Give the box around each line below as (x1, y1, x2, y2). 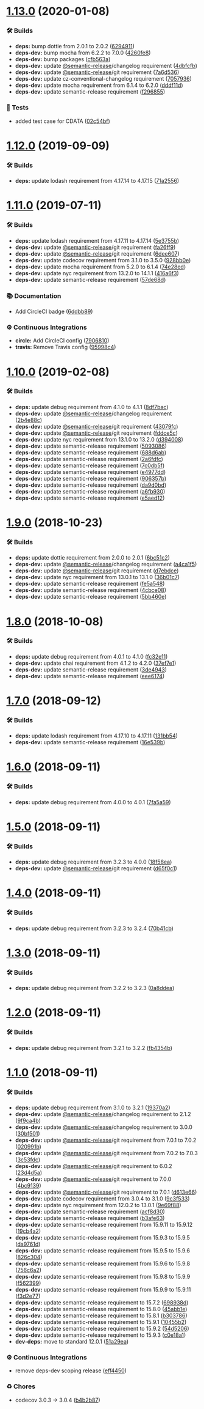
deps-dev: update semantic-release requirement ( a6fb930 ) (15, 487, 166, 495)
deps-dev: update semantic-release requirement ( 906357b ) (15, 475, 167, 482)
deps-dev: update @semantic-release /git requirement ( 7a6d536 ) (15, 68, 180, 76)
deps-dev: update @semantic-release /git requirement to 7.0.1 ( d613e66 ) (15, 1188, 197, 1196)
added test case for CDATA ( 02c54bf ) (15, 117, 111, 125)
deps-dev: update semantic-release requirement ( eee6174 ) (15, 672, 165, 679)
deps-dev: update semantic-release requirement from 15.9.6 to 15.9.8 (15, 1260, 191, 1267)
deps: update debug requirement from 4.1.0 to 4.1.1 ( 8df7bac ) (15, 403, 169, 410)
